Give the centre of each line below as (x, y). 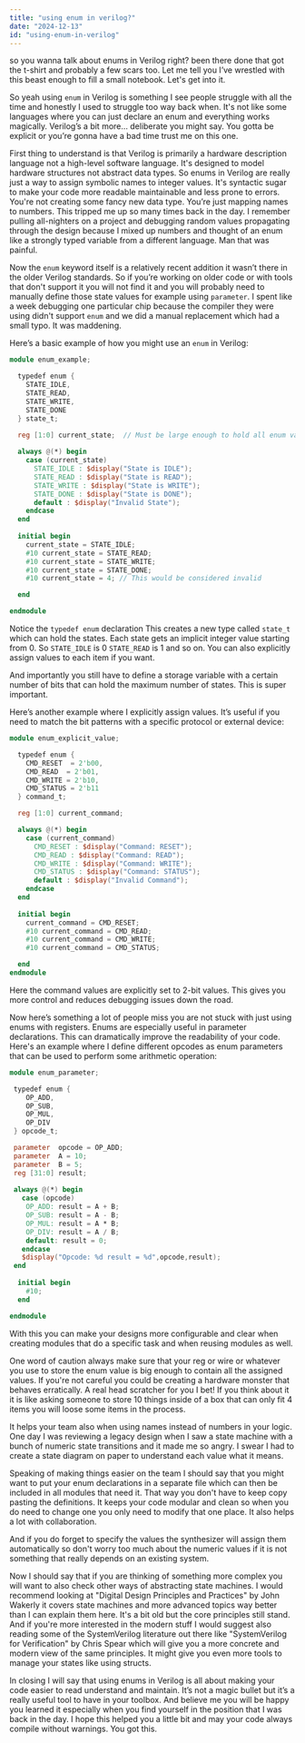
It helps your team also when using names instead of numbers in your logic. (151, 1426)
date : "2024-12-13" (46, 26)
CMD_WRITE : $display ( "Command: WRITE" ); (113, 864)
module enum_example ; (50, 360)
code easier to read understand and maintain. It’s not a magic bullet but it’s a (152, 1689)
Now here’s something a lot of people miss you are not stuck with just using (151, 1017)
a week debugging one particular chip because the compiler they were (142, 306)
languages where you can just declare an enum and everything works (140, 117)
